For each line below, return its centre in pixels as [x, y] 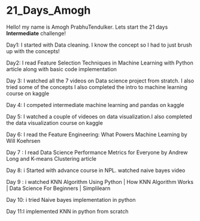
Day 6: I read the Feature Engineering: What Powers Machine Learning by [97, 134]
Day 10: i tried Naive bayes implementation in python [71, 199]
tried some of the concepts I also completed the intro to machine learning [97, 87]
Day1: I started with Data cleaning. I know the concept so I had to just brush [99, 45]
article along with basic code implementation [61, 69]
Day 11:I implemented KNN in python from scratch [67, 211]
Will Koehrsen [23, 140]
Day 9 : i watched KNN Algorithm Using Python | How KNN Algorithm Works [100, 182]
